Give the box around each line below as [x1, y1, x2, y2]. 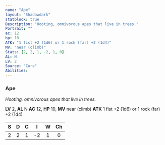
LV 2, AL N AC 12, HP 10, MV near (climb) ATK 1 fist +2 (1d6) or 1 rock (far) [5, 106, 160, 112]
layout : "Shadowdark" [5, 12, 51, 17]
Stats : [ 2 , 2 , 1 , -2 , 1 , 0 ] [5, 49, 65, 54]
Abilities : [5, 68, 28, 74]
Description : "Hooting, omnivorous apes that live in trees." [5, 21, 139, 27]
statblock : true [5, 17, 39, 22]
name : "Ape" [5, 7, 30, 13]
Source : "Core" [5, 63, 37, 68]
